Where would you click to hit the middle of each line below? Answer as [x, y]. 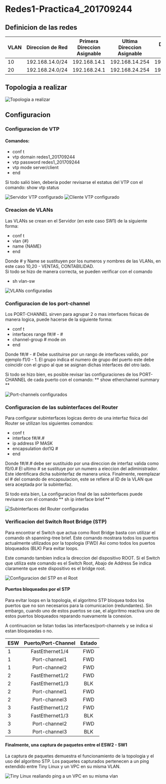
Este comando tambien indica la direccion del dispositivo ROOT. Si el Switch [83, 558]
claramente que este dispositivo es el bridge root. [56, 568]
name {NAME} [27, 246]
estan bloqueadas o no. [29, 631]
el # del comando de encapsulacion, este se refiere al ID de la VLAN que [79, 479]
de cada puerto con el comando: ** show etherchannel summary [93, 380]
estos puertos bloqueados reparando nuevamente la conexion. [69, 616]
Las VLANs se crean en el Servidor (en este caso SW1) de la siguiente [76, 220]
